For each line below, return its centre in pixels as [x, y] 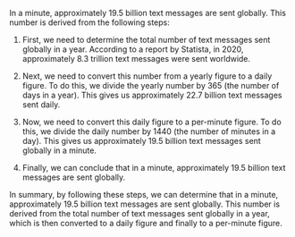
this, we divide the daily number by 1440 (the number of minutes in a [148, 131]
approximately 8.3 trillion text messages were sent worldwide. [136, 59]
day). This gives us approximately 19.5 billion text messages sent [141, 141]
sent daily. [41, 105]
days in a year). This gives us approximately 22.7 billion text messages [152, 95]
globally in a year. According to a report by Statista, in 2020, [133, 49]
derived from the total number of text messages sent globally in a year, [139, 213]
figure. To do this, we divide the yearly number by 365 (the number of [151, 85]
